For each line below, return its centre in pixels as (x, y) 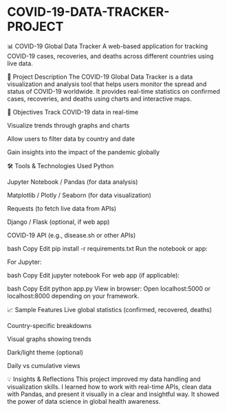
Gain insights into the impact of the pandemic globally (84, 152)
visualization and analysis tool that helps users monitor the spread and (107, 84)
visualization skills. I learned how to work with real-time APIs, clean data (109, 387)
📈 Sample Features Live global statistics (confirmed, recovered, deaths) (109, 309)
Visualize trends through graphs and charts (68, 125)
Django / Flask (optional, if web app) (58, 222)
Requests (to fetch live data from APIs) (62, 208)
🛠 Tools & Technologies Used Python (61, 165)
